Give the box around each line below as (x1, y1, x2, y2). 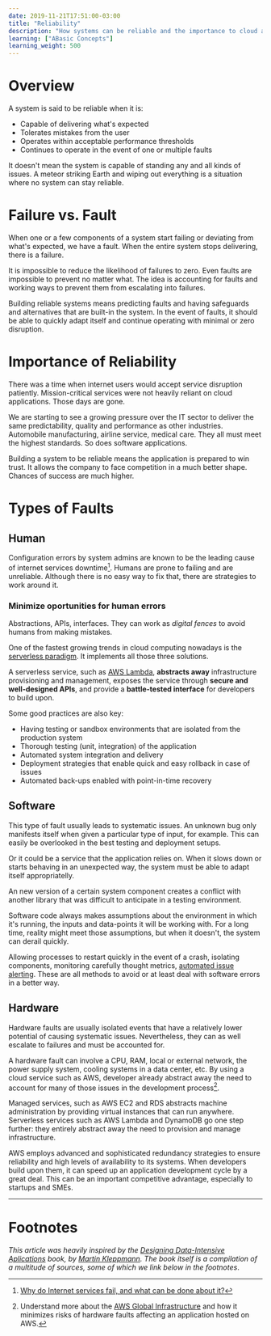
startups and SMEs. (8, 1182, 74, 1193)
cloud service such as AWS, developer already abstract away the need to (8, 1072, 252, 1082)
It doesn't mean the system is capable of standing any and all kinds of (8, 161, 241, 171)
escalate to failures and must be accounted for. (8, 1040, 165, 1050)
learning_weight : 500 (8, 42, 81, 50)
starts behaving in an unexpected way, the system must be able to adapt (8, 862, 250, 872)
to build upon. (8, 692, 55, 702)
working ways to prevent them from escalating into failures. (8, 283, 206, 292)
